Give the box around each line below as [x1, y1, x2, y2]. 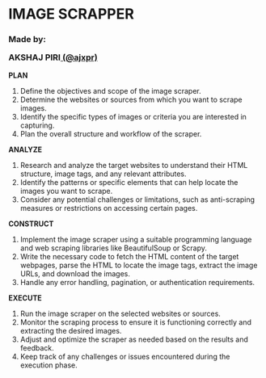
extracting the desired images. [19, 325, 122, 335]
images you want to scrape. [19, 186, 113, 195]
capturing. [19, 120, 55, 130]
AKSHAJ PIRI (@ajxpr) [8, 52, 99, 63]
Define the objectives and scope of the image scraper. [19, 86, 201, 95]
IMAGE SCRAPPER [8, 5, 135, 23]
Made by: [8, 34, 47, 45]
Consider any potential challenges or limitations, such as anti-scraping [19, 195, 255, 204]
